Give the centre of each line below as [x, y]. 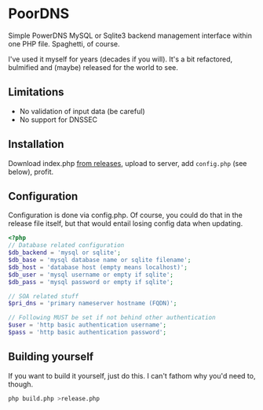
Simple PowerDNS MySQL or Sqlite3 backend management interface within [130, 35]
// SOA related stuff [44, 296]
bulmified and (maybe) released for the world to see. [93, 67]
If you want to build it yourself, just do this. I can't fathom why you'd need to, [132, 375]
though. [21, 384]
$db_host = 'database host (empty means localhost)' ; [98, 267]
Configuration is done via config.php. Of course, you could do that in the [126, 215]
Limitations [36, 92]
